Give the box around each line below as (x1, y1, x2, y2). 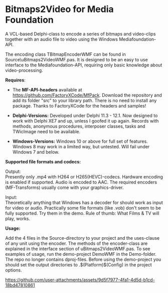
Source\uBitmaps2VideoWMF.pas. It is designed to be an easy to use (5, 56, 148, 62)
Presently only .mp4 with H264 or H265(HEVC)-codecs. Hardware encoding (5, 173, 163, 179)
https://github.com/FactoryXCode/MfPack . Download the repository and (12, 92, 162, 98)
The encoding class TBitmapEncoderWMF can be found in (5, 51, 126, 57)
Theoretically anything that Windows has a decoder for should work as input (5, 200, 163, 206)
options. (5, 267, 23, 273)
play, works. (5, 215, 31, 222)
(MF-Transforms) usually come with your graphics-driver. (5, 184, 124, 190)
